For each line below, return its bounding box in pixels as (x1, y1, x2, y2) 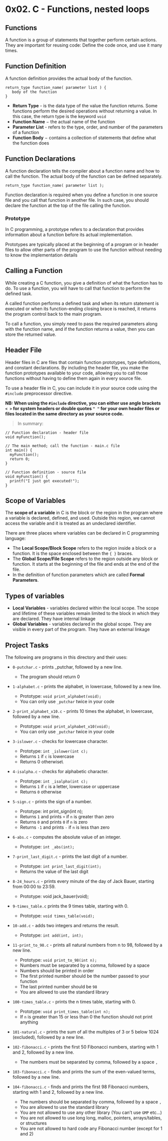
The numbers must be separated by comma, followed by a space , (20, 1059, 158, 1065)
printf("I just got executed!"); (10, 478, 80, 483)
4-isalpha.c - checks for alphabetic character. (12, 768, 109, 774)
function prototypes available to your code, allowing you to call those (5, 370, 148, 376)
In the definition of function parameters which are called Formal (12, 572, 145, 578)
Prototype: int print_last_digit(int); (20, 863, 102, 869)
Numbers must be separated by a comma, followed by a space (20, 962, 150, 968)
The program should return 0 (20, 674, 80, 680)
